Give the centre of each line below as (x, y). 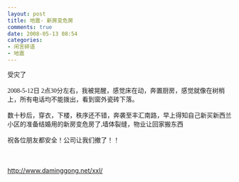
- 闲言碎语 (21, 47)
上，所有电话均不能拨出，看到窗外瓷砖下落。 (73, 99)
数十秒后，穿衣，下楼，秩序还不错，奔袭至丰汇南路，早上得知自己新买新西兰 (119, 115)
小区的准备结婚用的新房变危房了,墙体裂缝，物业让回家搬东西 (95, 124)
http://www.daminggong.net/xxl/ (55, 170)
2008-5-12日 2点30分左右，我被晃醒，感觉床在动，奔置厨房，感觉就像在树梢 (116, 90)
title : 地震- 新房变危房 (40, 21)
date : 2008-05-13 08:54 (43, 34)
